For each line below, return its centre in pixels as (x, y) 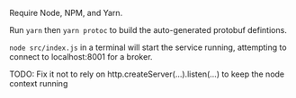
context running (39, 83)
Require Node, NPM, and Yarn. (66, 13)
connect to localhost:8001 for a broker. (81, 57)
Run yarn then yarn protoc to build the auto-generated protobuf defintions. (148, 30)
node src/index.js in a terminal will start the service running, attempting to (148, 47)
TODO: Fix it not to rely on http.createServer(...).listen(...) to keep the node (147, 74)
